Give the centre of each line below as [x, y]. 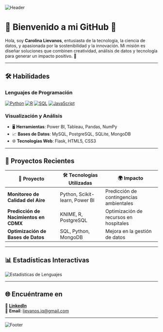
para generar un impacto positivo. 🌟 [41, 56]
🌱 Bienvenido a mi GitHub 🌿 [61, 27]
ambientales [119, 203]
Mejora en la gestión [128, 231]
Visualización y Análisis [34, 116]
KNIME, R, [71, 214]
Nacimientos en [26, 217]
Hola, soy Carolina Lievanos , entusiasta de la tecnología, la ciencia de [75, 40]
